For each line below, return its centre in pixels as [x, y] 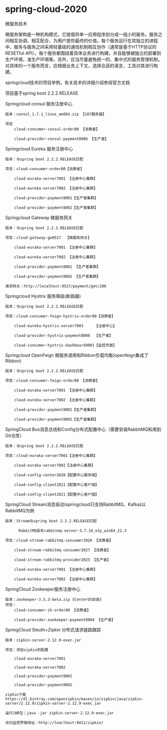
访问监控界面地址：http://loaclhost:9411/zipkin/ [54, 722]
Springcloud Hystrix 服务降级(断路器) [43, 296]
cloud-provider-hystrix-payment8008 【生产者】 [64, 335]
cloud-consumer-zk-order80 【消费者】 [53, 610]
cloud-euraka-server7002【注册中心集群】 [55, 465]
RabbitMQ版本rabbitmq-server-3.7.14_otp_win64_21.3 [72, 531]
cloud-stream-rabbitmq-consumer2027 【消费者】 [63, 550]
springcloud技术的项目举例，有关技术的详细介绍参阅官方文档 [68, 82]
